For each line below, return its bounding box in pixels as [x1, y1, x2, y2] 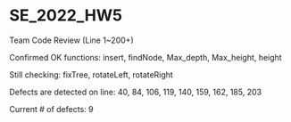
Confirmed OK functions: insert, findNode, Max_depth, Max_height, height [9, 52, 283, 62]
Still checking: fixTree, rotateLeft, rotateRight [9, 69, 174, 80]
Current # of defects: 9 [9, 103, 94, 114]
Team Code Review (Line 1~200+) [9, 35, 134, 45]
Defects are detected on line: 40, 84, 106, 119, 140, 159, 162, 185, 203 [9, 86, 262, 97]
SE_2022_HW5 [9, 5, 123, 26]
